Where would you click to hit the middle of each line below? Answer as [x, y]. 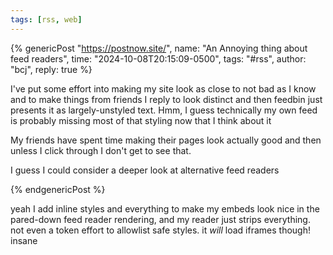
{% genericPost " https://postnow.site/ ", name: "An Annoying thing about [159, 48]
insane [24, 240]
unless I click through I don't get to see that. [101, 150]
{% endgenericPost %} [58, 189]
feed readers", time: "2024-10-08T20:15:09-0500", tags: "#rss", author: [158, 58]
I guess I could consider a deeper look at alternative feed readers [145, 170]
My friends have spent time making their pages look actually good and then [166, 140]
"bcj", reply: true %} [51, 69]
